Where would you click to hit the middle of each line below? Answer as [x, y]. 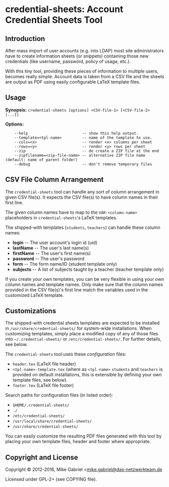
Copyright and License [42, 457]
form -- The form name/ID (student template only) [65, 264]
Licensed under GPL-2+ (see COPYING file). [51, 479]
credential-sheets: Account [64, 9]
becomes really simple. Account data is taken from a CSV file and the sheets [85, 76]
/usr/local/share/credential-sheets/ [52, 421]
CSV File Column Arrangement [54, 180]
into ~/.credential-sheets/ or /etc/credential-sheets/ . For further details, [83, 339]
